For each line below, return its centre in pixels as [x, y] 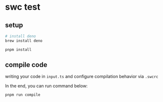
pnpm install [18, 50]
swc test [23, 7]
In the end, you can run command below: [47, 86]
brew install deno [24, 41]
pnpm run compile [23, 95]
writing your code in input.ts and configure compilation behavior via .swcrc [82, 77]
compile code [26, 65]
